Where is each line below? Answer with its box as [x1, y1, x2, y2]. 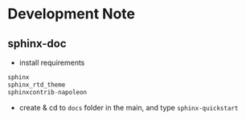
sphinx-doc [7, 37, 67, 50]
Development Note [7, 5, 136, 23]
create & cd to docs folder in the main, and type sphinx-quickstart [18, 102, 239, 112]
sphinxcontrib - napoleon [7, 88, 88, 96]
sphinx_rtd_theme [7, 81, 66, 89]
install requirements [18, 58, 85, 67]
